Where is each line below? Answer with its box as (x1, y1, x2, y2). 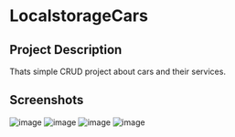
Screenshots (9, 92, 84, 108)
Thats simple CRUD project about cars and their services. (9, 66, 227, 77)
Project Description (9, 42, 123, 58)
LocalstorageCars (9, 5, 149, 26)
